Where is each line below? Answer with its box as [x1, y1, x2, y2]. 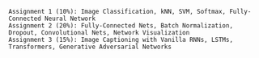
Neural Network [44, 14, 96, 23]
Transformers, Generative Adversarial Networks [8, 43, 172, 51]
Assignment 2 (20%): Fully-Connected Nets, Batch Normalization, [8, 22, 233, 30]
